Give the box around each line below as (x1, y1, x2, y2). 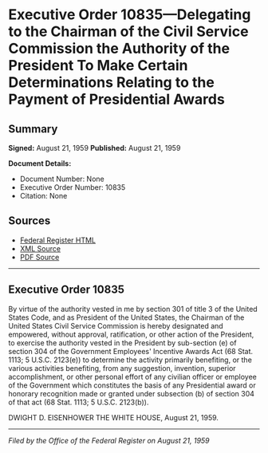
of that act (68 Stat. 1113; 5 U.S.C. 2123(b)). (8, 397, 149, 407)
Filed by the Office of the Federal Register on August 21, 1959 (8, 435, 210, 445)
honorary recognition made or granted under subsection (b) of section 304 (8, 388, 255, 398)
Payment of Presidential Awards (8, 90, 225, 108)
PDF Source (19, 252, 60, 262)
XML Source (19, 243, 61, 253)
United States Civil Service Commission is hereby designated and (8, 321, 223, 330)
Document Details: (8, 159, 72, 168)
